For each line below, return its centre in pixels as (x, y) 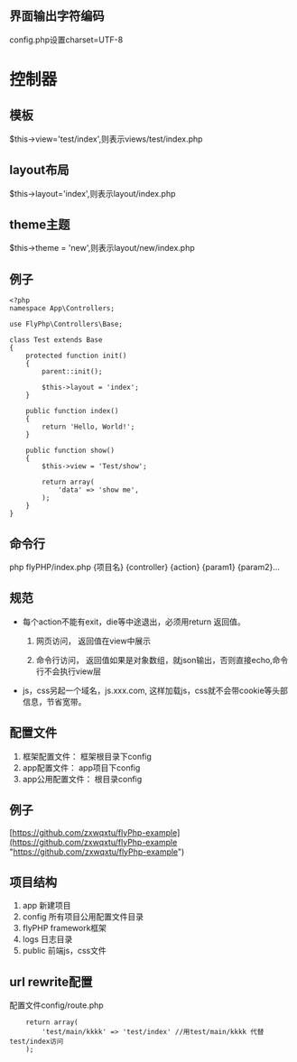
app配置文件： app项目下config (81, 767)
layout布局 (39, 170)
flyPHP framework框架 (64, 928)
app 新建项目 (46, 906)
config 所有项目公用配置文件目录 (83, 917)
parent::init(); (72, 372)
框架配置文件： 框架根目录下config (87, 756)
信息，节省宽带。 (54, 701)
